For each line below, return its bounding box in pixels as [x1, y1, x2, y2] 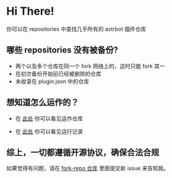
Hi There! [6, 4, 54, 18]
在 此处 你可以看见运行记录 [15, 127, 83, 135]
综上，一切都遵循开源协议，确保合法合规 [6, 147, 159, 157]
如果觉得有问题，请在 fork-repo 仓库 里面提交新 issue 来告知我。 [6, 165, 170, 172]
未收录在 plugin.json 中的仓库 [15, 78, 89, 85]
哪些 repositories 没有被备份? [6, 45, 118, 56]
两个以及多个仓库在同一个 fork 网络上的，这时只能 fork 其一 [15, 62, 165, 70]
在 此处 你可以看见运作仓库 [15, 114, 83, 122]
